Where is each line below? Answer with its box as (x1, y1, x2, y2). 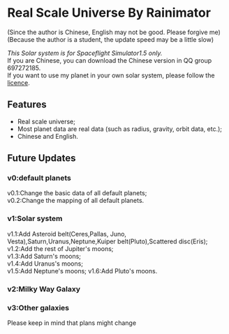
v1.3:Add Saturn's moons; (7, 252, 82, 260)
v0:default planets (7, 173, 71, 183)
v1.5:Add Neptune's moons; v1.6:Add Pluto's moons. (7, 266, 158, 275)
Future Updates (7, 152, 76, 165)
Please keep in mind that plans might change (7, 319, 137, 327)
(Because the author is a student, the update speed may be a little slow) (7, 35, 214, 43)
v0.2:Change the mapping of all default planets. (7, 197, 145, 205)
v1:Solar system (7, 214, 63, 224)
